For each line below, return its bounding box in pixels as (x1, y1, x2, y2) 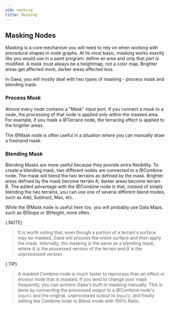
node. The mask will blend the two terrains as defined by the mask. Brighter (5, 172, 164, 178)
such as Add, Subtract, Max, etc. (5, 194, 74, 200)
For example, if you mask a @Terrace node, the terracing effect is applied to (5, 117, 165, 123)
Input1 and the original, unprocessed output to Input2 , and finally (17, 292, 155, 298)
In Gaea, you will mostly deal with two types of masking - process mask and (5, 76, 164, 82)
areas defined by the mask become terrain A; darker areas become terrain (5, 178, 161, 184)
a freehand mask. (5, 137, 42, 143)
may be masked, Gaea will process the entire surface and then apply (17, 235, 161, 241)
